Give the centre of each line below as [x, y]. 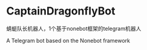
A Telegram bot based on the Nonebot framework [68, 40]
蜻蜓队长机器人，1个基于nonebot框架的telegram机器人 [74, 28]
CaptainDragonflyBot [61, 11]
